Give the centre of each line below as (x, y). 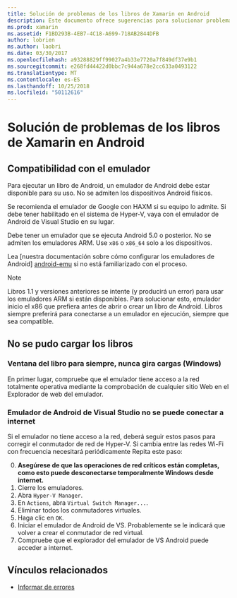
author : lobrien (31, 40)
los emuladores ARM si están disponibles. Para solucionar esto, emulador (114, 299)
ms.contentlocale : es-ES (44, 79)
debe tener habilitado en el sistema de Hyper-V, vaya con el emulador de (113, 214)
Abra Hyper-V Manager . (50, 496)
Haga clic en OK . (41, 518)
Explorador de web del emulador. (55, 394)
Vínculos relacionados (57, 570)
